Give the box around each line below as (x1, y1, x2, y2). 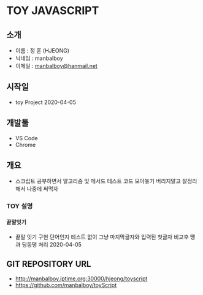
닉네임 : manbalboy (15, 54, 63, 62)
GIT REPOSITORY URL (6, 258, 91, 269)
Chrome (15, 141, 36, 148)
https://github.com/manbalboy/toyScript (15, 282, 117, 289)
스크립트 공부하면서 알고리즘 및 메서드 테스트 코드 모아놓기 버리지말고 (15, 177, 181, 185)
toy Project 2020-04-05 (15, 99, 77, 106)
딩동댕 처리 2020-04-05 (21, 241, 82, 248)
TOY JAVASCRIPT (6, 4, 99, 18)
